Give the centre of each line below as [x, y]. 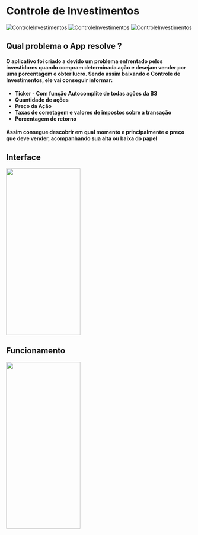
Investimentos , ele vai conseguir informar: [60, 80]
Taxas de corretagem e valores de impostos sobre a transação [93, 112]
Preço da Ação [33, 106]
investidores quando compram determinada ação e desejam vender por [96, 67]
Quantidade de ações [42, 100]
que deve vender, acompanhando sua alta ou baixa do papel [82, 138]
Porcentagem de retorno [46, 118]
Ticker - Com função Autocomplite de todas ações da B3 [86, 93]
